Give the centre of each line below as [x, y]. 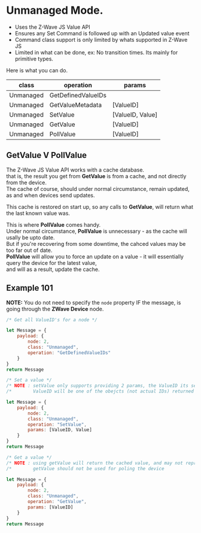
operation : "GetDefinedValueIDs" [69, 353]
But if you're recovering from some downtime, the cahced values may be [96, 243]
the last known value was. [38, 213]
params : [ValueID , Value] [60, 430]
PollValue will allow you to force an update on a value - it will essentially [95, 256]
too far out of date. [29, 250]
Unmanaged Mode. [55, 10]
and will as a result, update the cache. [53, 269]
